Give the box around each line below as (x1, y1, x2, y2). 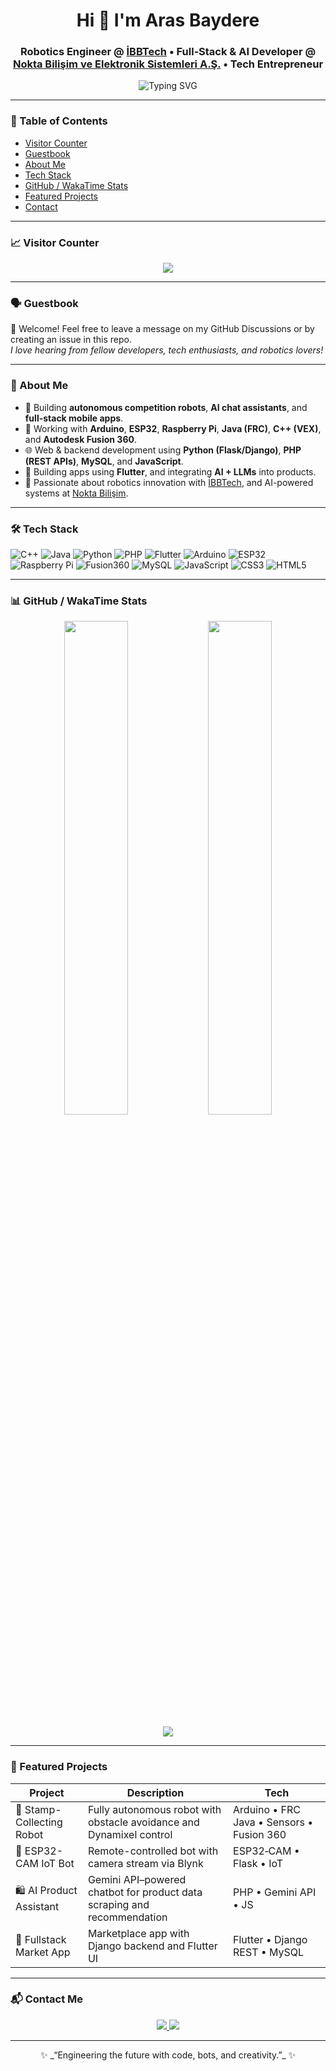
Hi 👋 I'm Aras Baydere (76, 9, 260, 32)
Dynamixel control (87, 1827, 173, 1841)
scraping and (87, 1897, 150, 1911)
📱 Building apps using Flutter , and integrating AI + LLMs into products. (24, 465, 317, 478)
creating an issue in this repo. (10, 334, 132, 346)
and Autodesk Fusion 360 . (24, 433, 137, 445)
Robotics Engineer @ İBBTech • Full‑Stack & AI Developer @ (19, 45, 317, 59)
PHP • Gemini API (233, 1885, 317, 1899)
